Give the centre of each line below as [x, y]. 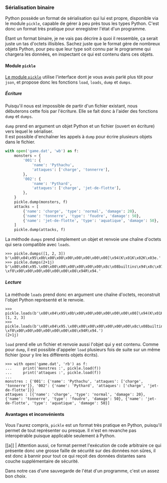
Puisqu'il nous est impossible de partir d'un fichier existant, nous [71, 106]
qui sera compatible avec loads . [38, 245]
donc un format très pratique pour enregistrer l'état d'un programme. [76, 29]
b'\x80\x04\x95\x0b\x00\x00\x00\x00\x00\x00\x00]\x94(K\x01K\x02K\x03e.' [83, 258]
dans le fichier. [20, 142]
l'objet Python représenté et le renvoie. [45, 300]
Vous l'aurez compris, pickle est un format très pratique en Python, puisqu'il [83, 425]
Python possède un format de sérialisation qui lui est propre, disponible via [82, 18]
